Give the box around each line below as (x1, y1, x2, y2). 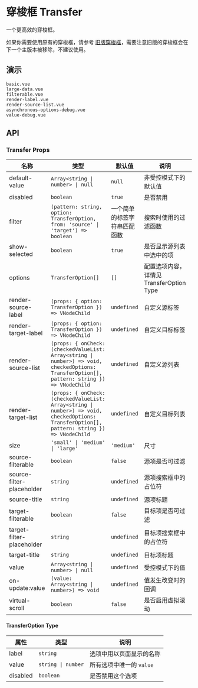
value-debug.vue (6, 112, 46, 118)
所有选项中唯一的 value (89, 660, 154, 668)
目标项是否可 (144, 507, 180, 515)
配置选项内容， (144, 262, 186, 271)
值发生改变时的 (144, 576, 186, 585)
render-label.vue (6, 96, 49, 102)
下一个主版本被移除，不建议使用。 (6, 46, 89, 53)
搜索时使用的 (144, 213, 180, 222)
